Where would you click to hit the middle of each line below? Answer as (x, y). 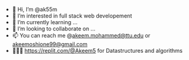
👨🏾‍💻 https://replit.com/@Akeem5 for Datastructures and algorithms (97, 51)
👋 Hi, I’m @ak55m (34, 9)
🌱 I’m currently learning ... (45, 22)
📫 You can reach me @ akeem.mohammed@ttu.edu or (81, 35)
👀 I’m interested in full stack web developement (72, 16)
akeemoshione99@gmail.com (50, 44)
